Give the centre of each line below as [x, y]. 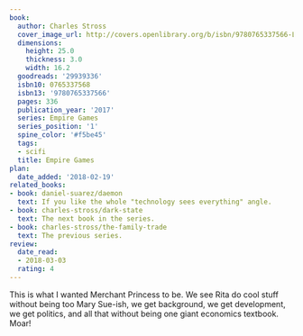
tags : [28, 143]
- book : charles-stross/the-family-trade [88, 227]
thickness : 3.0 [54, 59]
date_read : [38, 252]
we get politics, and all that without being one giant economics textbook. [144, 313]
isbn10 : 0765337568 [54, 85]
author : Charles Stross [62, 26]
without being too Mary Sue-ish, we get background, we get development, [147, 304]
